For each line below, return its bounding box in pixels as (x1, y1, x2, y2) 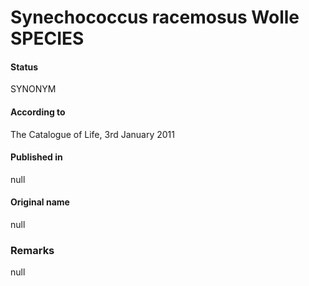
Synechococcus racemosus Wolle (10, 6, 300, 29)
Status (10, 61, 39, 73)
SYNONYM (10, 83, 57, 95)
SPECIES (10, 27, 85, 50)
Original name (10, 196, 70, 208)
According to (10, 106, 66, 118)
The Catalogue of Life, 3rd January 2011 (10, 128, 175, 140)
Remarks (10, 243, 55, 257)
